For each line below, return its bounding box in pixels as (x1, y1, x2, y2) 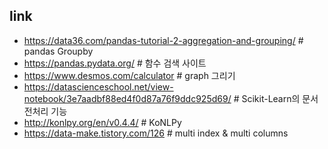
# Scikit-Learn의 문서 (233, 92, 319, 104)
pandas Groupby (23, 45, 94, 57)
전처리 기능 (23, 105, 68, 117)
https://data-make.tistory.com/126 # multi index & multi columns (23, 127, 289, 139)
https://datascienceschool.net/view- (23, 80, 174, 93)
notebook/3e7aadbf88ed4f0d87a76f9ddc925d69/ (23, 92, 232, 104)
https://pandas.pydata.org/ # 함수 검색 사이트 (23, 57, 207, 69)
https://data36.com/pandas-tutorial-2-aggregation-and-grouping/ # (23, 34, 304, 46)
